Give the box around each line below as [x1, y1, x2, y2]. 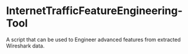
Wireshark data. [6, 42, 45, 49]
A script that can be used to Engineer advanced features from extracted [6, 36, 181, 43]
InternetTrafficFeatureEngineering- [6, 4, 183, 18]
